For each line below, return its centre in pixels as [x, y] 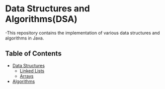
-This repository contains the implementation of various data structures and [82, 33]
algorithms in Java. [25, 38]
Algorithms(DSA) [41, 19]
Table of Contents [34, 54]
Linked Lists [32, 71]
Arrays [27, 76]
